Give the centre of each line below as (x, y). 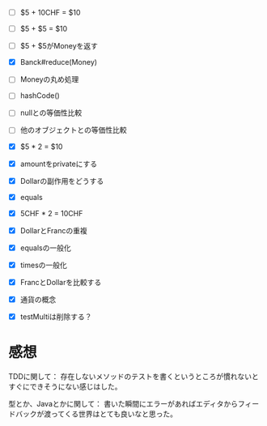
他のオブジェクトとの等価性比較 (73, 130)
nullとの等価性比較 (51, 113)
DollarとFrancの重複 (53, 230)
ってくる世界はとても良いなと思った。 (114, 414)
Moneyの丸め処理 (49, 79)
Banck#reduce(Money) (59, 62)
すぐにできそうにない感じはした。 (65, 387)
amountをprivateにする (59, 164)
